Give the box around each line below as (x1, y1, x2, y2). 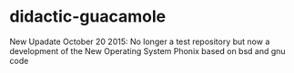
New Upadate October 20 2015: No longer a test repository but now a (9, 36, 270, 47)
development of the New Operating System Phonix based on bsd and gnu (9, 45, 286, 56)
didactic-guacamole (9, 6, 167, 27)
